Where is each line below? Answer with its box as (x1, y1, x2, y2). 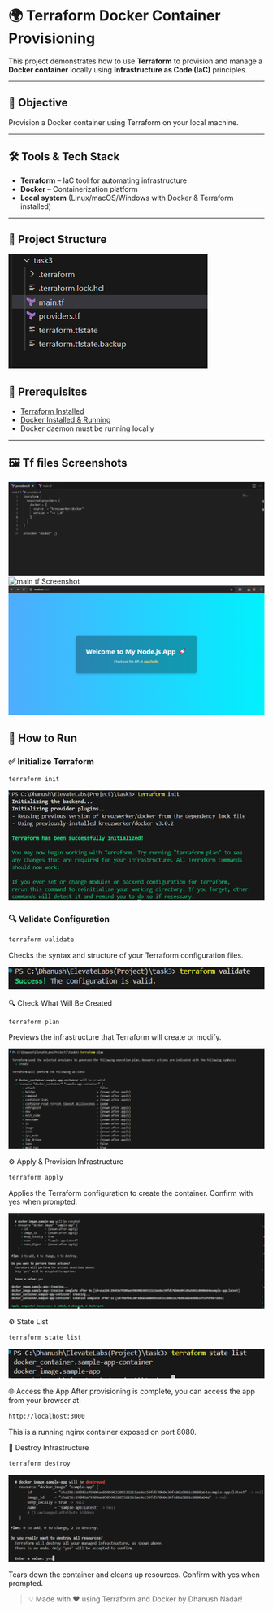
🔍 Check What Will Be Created (8, 997, 112, 1008)
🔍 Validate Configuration (8, 913, 110, 924)
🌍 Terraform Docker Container (8, 7, 221, 25)
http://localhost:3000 (8, 1412, 85, 1420)
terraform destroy (8, 1459, 71, 1467)
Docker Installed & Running (19, 415, 111, 425)
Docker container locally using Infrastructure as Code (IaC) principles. (8, 64, 248, 74)
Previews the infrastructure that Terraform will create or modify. (8, 1032, 222, 1042)
